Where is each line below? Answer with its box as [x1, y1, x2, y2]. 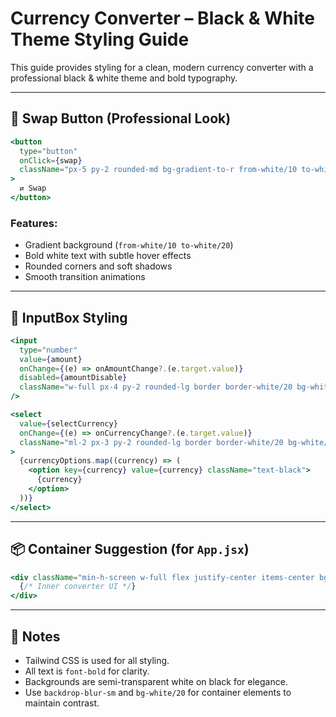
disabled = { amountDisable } [19, 373, 128, 383]
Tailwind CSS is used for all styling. [24, 654, 170, 666]
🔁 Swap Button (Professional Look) [10, 110, 232, 127]
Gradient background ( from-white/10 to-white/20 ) [24, 239, 234, 251]
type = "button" [19, 146, 78, 156]
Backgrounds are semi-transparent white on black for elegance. [24, 675, 288, 687]
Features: [10, 216, 58, 230]
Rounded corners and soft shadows [24, 260, 173, 272]
